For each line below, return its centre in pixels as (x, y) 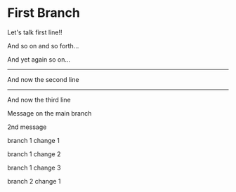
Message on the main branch (50, 113)
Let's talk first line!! (35, 32)
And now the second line (43, 79)
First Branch (44, 13)
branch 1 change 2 (34, 154)
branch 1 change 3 (34, 167)
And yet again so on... (39, 59)
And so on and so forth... (43, 46)
